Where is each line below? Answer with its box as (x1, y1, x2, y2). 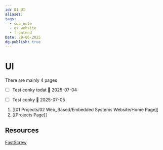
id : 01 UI (5, 7, 26, 12)
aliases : (5, 12, 23, 17)
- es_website (9, 26, 37, 31)
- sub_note (9, 21, 32, 26)
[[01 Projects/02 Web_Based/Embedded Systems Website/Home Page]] (12, 106, 159, 112)
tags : (5, 16, 16, 21)
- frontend (9, 30, 32, 35)
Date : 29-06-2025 (5, 35, 41, 40)
